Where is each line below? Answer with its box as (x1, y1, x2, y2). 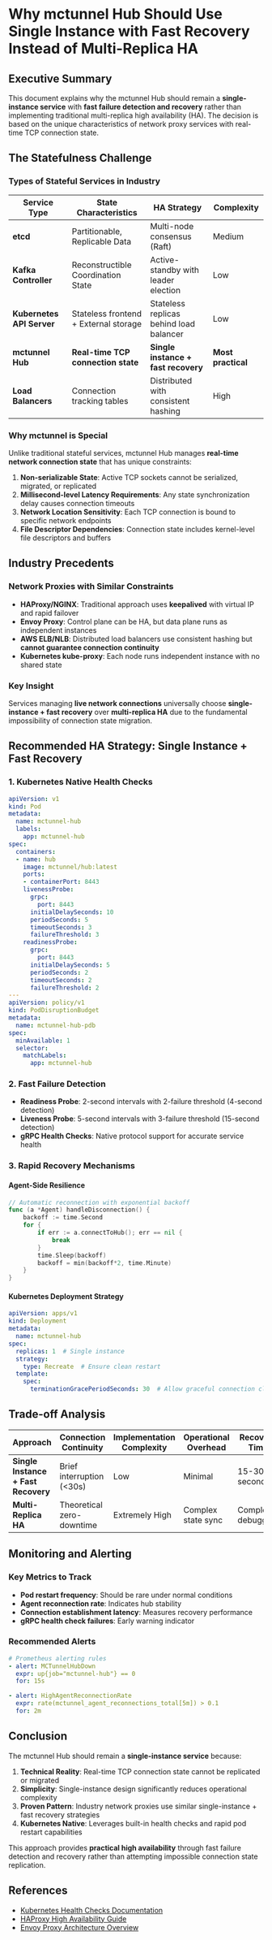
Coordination (71, 269, 121, 280)
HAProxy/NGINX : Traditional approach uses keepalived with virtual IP (19, 599, 255, 609)
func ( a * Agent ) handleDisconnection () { (8, 1206, 151, 1215)
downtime (59, 1519, 97, 1531)
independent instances (19, 625, 97, 634)
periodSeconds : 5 (29, 916, 89, 924)
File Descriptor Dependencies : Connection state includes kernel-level (19, 524, 255, 534)
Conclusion (8, 1730, 68, 1743)
